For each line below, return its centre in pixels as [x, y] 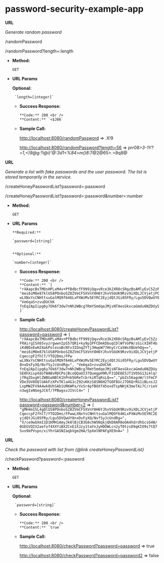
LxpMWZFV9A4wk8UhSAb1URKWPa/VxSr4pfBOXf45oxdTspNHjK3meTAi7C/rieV [88, 386]
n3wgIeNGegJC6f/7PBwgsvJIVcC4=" [52, 391]
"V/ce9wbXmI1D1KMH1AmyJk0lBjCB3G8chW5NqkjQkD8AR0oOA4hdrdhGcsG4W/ [88, 422]
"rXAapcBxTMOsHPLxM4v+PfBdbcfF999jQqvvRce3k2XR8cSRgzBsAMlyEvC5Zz [88, 339]
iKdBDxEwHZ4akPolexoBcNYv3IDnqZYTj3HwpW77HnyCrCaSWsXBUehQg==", [86, 347]
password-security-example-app [74, 9]
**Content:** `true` [40, 527]
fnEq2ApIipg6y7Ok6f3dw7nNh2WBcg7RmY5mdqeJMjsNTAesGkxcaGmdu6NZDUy [88, 369]
